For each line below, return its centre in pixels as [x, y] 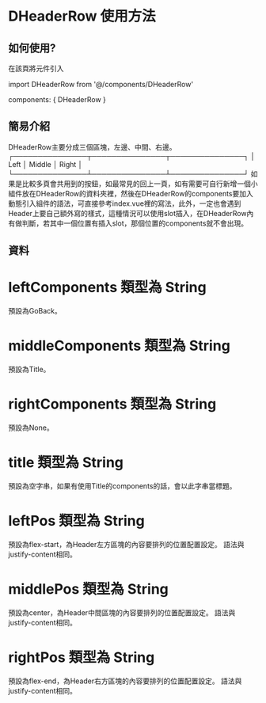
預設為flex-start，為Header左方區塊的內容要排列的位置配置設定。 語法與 [126, 544]
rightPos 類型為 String [82, 657]
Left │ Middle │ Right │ [46, 164]
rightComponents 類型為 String [112, 404]
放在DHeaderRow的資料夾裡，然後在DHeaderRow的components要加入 [137, 193]
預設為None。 [31, 427]
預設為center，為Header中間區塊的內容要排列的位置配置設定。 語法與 [122, 612]
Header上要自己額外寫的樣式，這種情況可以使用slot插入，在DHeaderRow [127, 213]
